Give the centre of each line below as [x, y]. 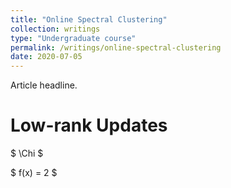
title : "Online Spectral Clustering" [89, 19]
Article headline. [44, 85]
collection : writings [55, 29]
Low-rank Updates [89, 125]
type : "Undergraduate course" [73, 38]
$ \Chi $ [27, 153]
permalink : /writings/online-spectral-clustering [116, 47]
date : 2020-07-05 [46, 57]
